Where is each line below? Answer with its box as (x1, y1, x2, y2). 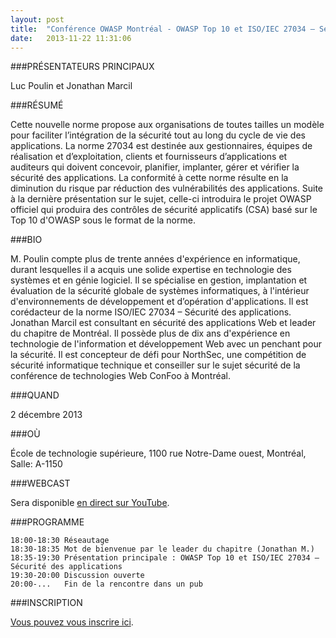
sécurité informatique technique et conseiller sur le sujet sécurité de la (10, 359, 301, 371)
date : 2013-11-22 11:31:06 (10, 33, 132, 43)
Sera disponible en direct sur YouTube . (10, 497, 170, 509)
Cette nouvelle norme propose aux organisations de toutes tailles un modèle (10, 119, 325, 131)
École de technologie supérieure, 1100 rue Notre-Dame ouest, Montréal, (10, 447, 307, 460)
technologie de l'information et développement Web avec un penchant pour (10, 338, 322, 350)
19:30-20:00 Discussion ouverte (10, 571, 145, 581)
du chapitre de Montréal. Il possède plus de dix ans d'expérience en (10, 327, 291, 340)
